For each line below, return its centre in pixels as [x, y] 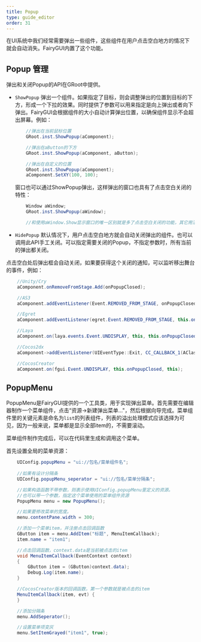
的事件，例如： [25, 270]
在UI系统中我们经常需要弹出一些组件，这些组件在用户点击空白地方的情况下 [98, 41]
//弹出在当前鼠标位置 [49, 131]
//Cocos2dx [31, 347]
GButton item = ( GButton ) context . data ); [79, 567]
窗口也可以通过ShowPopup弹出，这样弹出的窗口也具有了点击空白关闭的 [103, 187]
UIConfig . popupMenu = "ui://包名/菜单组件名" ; [73, 463]
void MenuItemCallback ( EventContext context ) [75, 556]
